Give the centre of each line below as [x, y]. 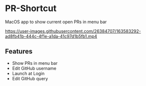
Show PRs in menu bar [35, 63]
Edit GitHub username [34, 68]
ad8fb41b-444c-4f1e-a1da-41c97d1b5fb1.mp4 [51, 36]
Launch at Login [28, 73]
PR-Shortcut [31, 8]
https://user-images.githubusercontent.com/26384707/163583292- [73, 31]
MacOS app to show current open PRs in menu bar [56, 22]
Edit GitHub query [30, 78]
